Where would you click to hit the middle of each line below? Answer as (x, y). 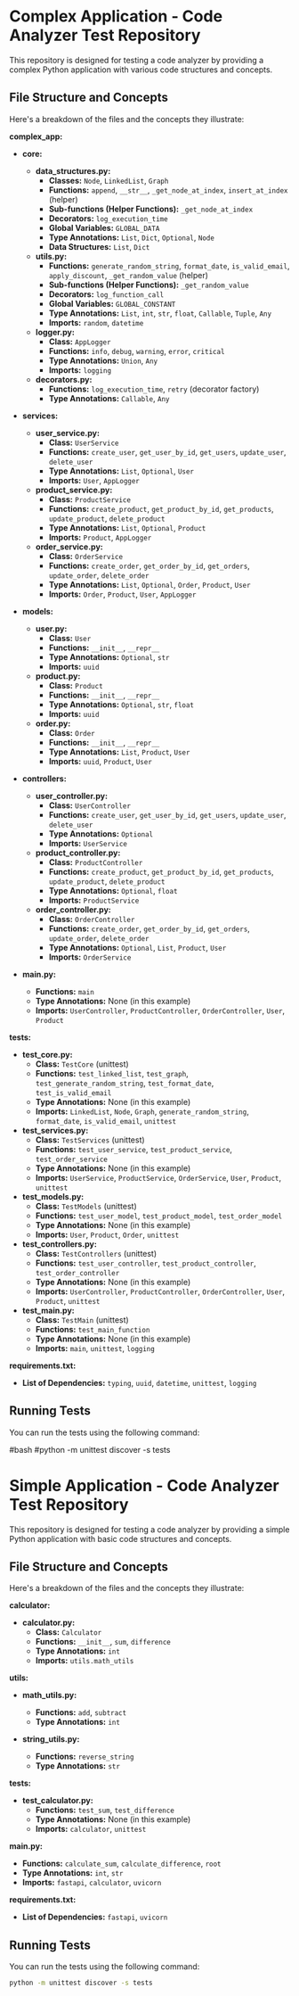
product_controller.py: (78, 853)
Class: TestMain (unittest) (82, 1320)
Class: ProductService (90, 499)
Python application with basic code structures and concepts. (121, 1538)
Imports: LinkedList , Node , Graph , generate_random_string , (142, 1111)
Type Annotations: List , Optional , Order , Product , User (149, 584)
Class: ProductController (96, 862)
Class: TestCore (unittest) (82, 1064)
